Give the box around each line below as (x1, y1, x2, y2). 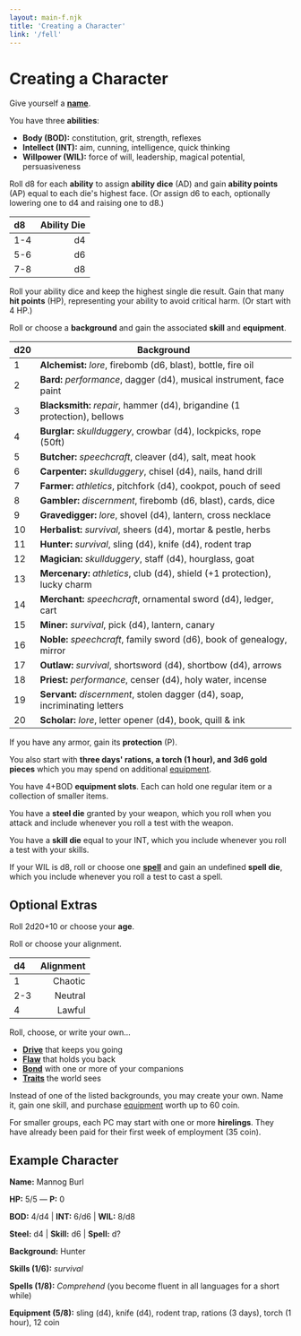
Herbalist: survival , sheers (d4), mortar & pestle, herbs (39, 523, 271, 536)
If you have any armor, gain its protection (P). (9, 737, 177, 748)
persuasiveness (21, 161, 82, 172)
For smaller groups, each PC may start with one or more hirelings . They (9, 1117, 275, 1128)
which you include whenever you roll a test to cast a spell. (9, 871, 223, 883)
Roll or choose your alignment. (9, 938, 123, 950)
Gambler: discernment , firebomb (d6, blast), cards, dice (39, 495, 276, 507)
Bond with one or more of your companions (21, 1064, 184, 1074)
